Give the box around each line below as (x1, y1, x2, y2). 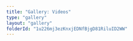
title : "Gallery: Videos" (6, 8, 71, 15)
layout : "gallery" (6, 20, 52, 26)
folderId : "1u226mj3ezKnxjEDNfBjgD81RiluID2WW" (6, 25, 128, 32)
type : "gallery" (6, 14, 47, 20)
